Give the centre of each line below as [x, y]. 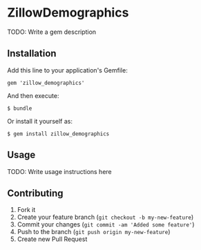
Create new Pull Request [52, 239]
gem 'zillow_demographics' [46, 83]
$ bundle [20, 108]
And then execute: [33, 95]
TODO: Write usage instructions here [59, 171]
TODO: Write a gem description [52, 32]
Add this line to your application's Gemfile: [67, 70]
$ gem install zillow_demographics [58, 134]
